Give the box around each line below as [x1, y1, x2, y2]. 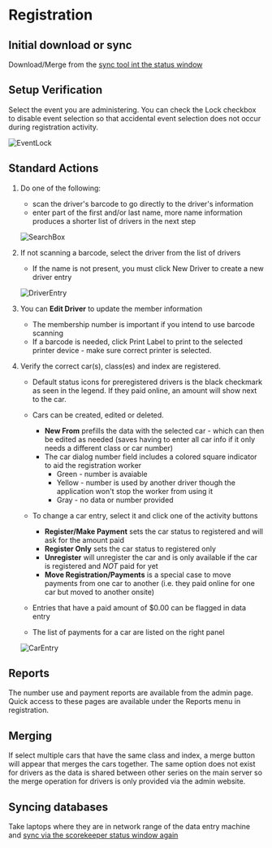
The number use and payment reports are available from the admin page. [8, 688, 253, 697]
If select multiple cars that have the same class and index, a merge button [8, 750, 256, 760]
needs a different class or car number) [44, 443, 173, 452]
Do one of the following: [19, 183, 101, 193]
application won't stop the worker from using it [56, 486, 214, 496]
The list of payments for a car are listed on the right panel [32, 627, 225, 636]
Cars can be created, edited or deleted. [32, 409, 164, 420]
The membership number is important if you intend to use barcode [32, 319, 256, 329]
